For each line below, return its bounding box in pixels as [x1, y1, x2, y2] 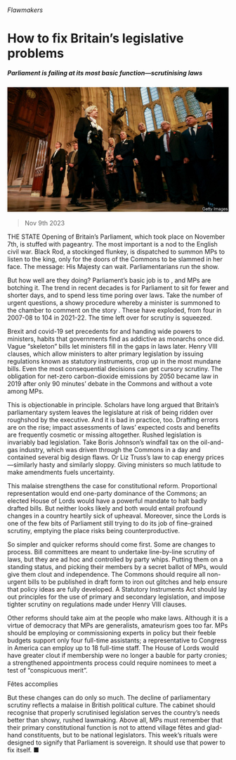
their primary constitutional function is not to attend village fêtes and [7, 723, 206, 732]
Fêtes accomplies [7, 680, 58, 688]
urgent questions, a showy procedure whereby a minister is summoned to [7, 299, 221, 307]
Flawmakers [7, 6, 44, 14]
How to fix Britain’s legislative [7, 30, 184, 46]
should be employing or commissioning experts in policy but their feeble [7, 629, 216, 637]
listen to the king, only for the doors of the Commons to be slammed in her [7, 255, 223, 263]
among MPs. [7, 387, 44, 396]
